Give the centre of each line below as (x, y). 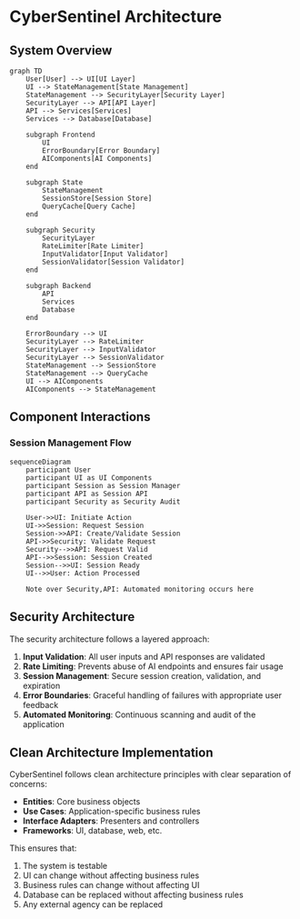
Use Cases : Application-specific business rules (111, 812)
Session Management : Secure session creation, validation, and (142, 675)
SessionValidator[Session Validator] (113, 262)
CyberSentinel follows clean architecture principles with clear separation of (150, 774)
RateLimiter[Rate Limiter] (93, 246)
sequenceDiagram (40, 462)
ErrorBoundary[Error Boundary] (101, 151)
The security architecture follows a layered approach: (110, 639)
